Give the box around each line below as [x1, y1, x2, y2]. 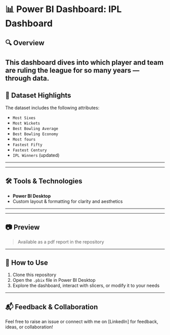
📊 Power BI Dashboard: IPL [5, 4, 122, 15]
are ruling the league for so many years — [5, 66, 140, 74]
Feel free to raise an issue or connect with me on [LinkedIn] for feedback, [5, 319, 158, 325]
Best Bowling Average [12, 126, 58, 131]
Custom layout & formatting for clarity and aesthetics [12, 198, 123, 204]
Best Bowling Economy [12, 132, 58, 137]
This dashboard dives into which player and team [5, 58, 164, 67]
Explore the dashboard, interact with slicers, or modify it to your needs [12, 282, 160, 288]
